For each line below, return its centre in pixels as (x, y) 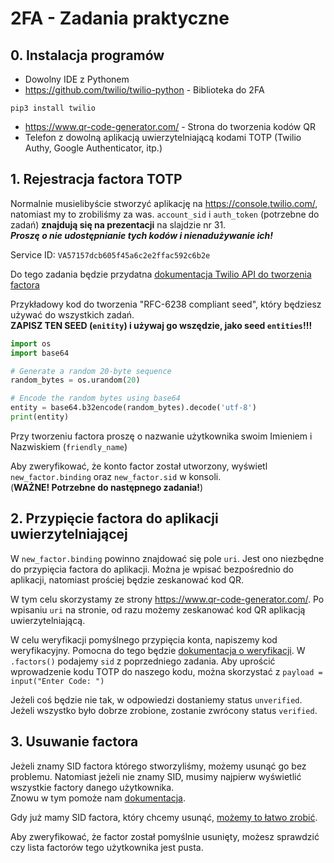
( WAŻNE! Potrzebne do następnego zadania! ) (107, 487)
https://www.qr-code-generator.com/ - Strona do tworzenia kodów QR (170, 126)
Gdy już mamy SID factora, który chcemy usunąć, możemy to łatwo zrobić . (164, 817)
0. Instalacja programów (87, 55)
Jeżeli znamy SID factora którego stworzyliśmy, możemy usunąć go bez (158, 766)
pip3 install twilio (53, 108)
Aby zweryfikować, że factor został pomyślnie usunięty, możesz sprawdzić (165, 836)
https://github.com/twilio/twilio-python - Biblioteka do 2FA (144, 90)
